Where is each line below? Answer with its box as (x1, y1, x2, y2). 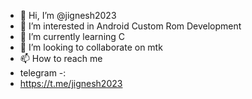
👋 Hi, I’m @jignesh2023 (19, 10, 117, 21)
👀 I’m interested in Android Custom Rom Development (19, 20, 242, 32)
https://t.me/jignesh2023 (19, 78, 123, 89)
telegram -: (19, 67, 67, 79)
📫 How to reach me (19, 53, 103, 64)
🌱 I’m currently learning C (19, 31, 126, 42)
